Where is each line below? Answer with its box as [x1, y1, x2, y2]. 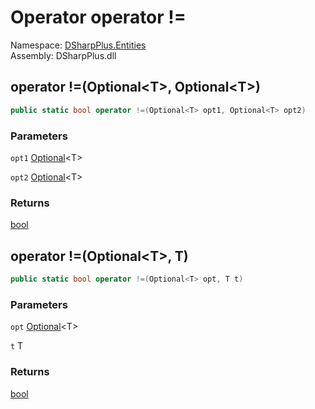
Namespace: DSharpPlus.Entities [10, 39, 147, 51]
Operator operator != [10, 6, 187, 29]
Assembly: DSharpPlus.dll [10, 49, 117, 61]
